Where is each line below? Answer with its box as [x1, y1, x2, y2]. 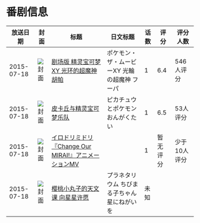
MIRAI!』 [51, 151, 76, 159]
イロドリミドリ [51, 133, 93, 141]
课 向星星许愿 [51, 193, 89, 202]
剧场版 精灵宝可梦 [51, 58, 101, 66]
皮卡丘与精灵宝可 [51, 104, 99, 113]
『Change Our [51, 142, 92, 150]
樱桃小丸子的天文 [51, 184, 99, 193]
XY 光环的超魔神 [51, 66, 97, 75]
